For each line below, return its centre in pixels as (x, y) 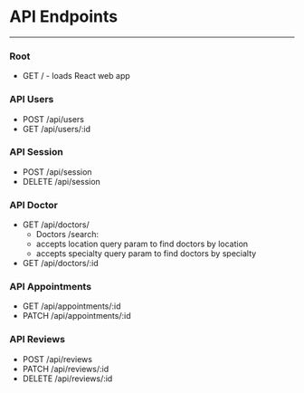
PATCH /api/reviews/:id (66, 369)
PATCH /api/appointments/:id (76, 316)
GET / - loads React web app (76, 76)
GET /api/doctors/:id (61, 264)
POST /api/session (57, 172)
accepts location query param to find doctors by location (142, 244)
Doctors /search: (67, 235)
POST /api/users (53, 119)
